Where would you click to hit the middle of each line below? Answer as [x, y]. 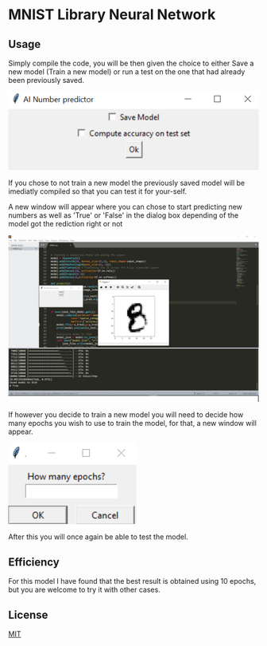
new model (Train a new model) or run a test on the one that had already [127, 72]
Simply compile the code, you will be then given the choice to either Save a [131, 63]
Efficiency [34, 562]
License [28, 614]
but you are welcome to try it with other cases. [84, 590]
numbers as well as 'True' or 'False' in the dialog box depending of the [124, 215]
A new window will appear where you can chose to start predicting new [125, 207]
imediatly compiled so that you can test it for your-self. [98, 191]
